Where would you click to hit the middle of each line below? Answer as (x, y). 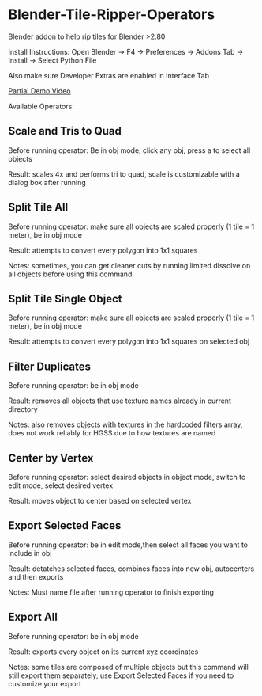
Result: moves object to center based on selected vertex (100, 501)
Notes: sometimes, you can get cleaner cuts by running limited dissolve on (129, 265)
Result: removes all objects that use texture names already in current (120, 401)
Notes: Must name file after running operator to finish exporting (111, 592)
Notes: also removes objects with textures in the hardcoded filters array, (125, 424)
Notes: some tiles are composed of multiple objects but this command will (128, 667)
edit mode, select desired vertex (61, 485)
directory (23, 409)
